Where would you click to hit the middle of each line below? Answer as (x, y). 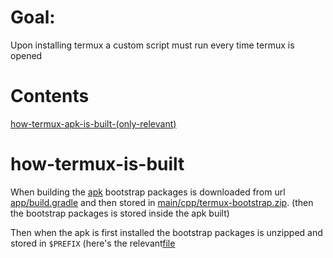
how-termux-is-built (97, 164)
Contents (50, 96)
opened (26, 55)
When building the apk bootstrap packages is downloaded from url (148, 192)
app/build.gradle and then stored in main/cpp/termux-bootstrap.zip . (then (162, 202)
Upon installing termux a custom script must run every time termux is (152, 45)
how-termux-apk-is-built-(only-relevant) (93, 123)
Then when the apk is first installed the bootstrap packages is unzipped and (166, 232)
